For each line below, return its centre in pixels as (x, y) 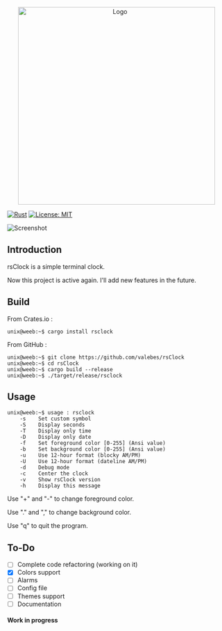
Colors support (39, 572)
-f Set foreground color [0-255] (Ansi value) (93, 443)
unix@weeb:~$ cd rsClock (43, 363)
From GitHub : (27, 344)
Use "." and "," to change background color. (69, 513)
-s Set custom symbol (55, 419)
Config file (32, 588)
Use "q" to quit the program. (48, 526)
